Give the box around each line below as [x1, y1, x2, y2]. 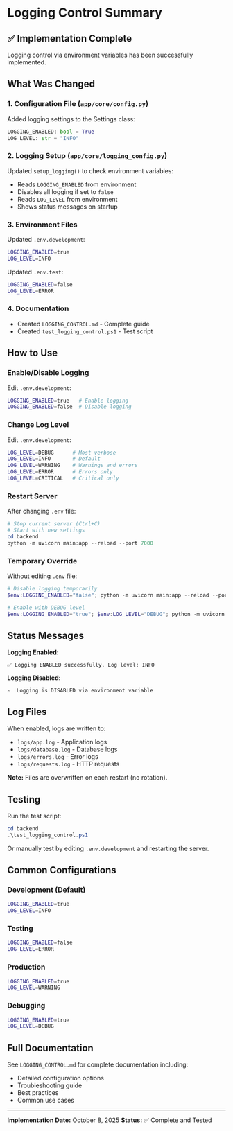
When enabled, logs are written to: [7, 724, 106, 733]
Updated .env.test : [7, 268, 64, 276]
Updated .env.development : [7, 236, 85, 244]
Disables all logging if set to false [17, 187, 114, 195]
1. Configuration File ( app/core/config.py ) [7, 99, 149, 109]
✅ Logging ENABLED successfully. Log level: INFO [7, 662, 155, 669]
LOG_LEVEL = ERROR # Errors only [7, 468, 113, 475]
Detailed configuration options [17, 1074, 104, 1082]
